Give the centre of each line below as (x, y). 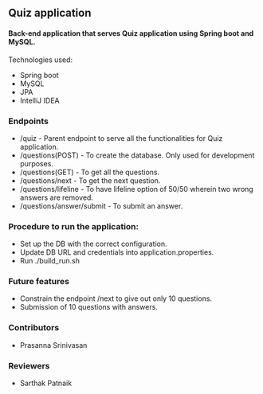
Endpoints (29, 121)
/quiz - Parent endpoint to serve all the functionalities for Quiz (121, 138)
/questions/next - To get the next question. (90, 180)
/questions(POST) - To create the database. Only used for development (137, 155)
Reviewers (29, 365)
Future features (39, 282)
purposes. (37, 163)
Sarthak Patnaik (46, 383)
